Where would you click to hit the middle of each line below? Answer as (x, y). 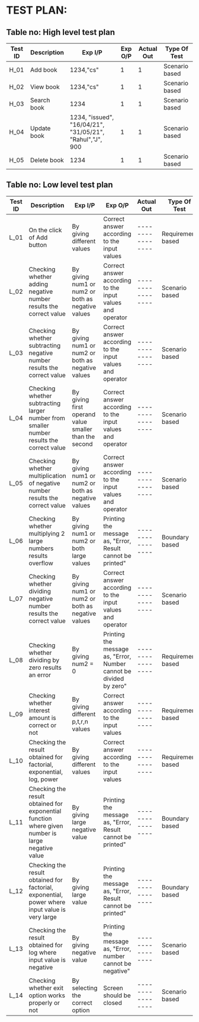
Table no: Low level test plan (60, 185)
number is (43, 833)
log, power (44, 779)
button (38, 245)
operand (84, 414)
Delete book (47, 160)
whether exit (46, 988)
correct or (43, 725)
